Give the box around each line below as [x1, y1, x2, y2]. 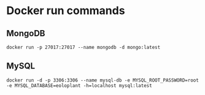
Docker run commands [6, 4, 125, 18]
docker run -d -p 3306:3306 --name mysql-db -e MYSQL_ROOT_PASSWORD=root [6, 77, 199, 83]
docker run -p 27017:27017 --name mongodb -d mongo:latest [6, 44, 161, 50]
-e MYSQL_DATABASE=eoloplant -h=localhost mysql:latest [6, 82, 152, 89]
